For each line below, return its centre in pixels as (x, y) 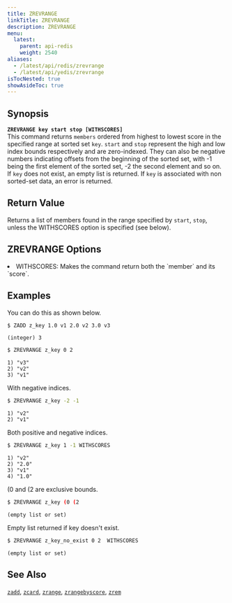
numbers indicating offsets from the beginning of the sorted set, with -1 (110, 159)
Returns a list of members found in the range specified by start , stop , (107, 220)
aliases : (20, 59)
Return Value (36, 203)
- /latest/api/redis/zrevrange (59, 66)
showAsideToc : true (36, 85)
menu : (15, 33)
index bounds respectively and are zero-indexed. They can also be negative (116, 152)
